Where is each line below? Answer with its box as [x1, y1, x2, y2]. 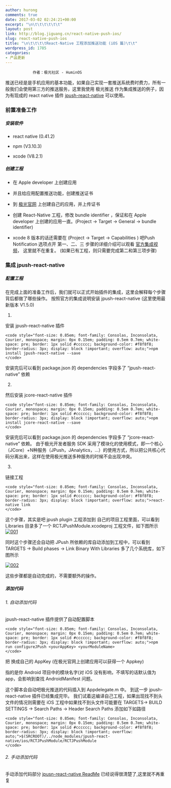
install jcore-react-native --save [5, 420, 81, 425]
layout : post [5, 27, 33, 32]
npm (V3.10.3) [12, 143, 42, 149]
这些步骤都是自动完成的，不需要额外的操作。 [5, 573, 99, 579]
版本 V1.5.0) [9, 302, 35, 308]
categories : [5, 50, 31, 55]
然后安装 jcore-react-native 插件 [5, 392, 73, 398]
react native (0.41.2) [12, 134, 55, 140]
